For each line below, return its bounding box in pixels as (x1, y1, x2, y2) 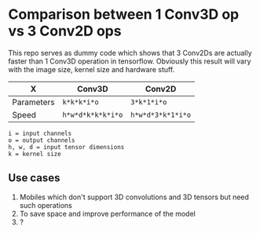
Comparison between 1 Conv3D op (8, 5, 240, 24)
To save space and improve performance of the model (19, 209, 196, 218)
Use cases (8, 171, 60, 185)
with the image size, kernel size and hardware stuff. (8, 64, 175, 74)
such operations (19, 200, 72, 209)
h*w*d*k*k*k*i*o (62, 110, 123, 119)
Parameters (12, 96, 55, 107)
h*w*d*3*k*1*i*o (130, 110, 191, 119)
